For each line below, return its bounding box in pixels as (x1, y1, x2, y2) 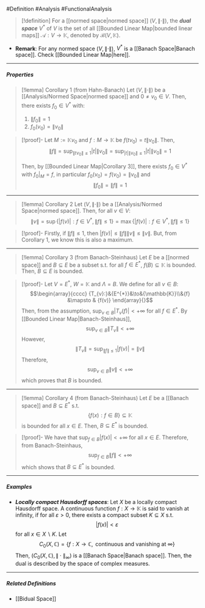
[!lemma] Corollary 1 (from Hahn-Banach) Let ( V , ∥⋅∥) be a (21, 86, 166, 94)
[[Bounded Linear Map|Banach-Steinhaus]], (21, 315, 132, 322)
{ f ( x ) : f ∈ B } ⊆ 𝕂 (87, 411, 132, 418)
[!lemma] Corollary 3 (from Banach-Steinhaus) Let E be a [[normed (21, 253, 190, 261)
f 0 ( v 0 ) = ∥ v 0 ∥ (30, 123, 64, 132)
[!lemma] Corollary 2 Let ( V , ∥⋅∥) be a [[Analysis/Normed (21, 201, 163, 208)
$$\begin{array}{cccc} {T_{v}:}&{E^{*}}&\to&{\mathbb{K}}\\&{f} (30, 290, 190, 297)
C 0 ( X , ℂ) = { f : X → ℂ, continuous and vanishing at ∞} (39, 541, 175, 549)
